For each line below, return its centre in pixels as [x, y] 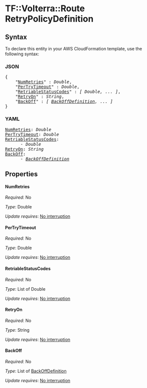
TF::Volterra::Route [45, 9]
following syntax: [22, 54]
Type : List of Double [25, 289]
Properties [21, 174]
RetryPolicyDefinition [49, 19]
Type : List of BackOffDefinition [36, 371]
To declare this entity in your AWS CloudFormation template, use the [73, 49]
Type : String [17, 330]
